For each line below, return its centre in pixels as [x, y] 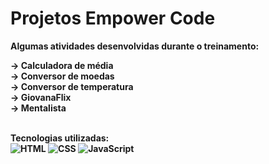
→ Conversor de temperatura [72, 86]
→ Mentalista [38, 108]
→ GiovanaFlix [41, 97]
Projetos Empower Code [113, 18]
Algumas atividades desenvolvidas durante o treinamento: [135, 46]
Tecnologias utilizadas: [60, 138]
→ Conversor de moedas [62, 76]
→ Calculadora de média [62, 65]
